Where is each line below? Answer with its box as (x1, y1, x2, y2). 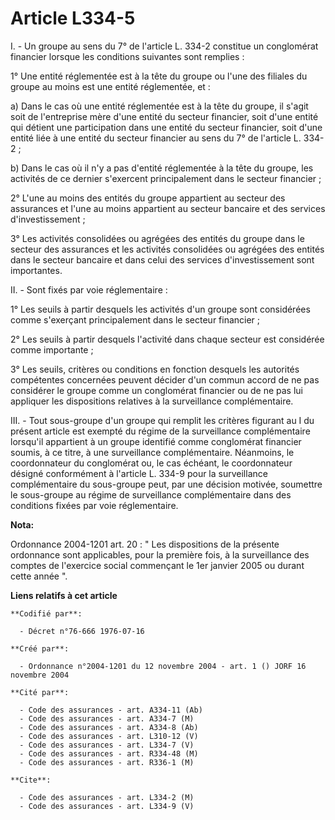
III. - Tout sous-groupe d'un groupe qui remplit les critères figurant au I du (10, 414, 315, 426)
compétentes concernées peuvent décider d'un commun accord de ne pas (10, 373, 320, 386)
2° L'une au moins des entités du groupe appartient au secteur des (10, 192, 286, 204)
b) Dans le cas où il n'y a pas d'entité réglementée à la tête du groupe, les (10, 162, 314, 174)
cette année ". (10, 570, 68, 582)
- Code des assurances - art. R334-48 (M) (19, 748, 199, 759)
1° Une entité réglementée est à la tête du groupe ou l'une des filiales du (10, 70, 308, 82)
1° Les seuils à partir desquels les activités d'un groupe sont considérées (10, 303, 311, 315)
